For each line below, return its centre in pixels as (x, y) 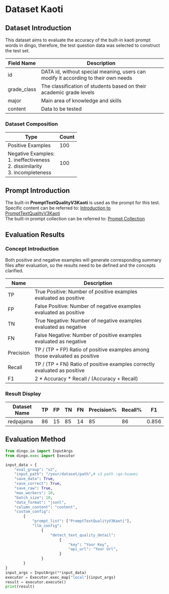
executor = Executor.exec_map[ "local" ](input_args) (60, 577)
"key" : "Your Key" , (89, 545)
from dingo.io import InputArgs (39, 451)
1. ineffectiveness (29, 160)
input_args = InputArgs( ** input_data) (46, 573)
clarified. (14, 270)
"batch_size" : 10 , (33, 498)
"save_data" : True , (35, 479)
